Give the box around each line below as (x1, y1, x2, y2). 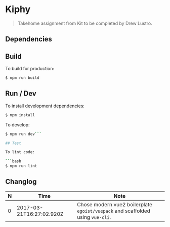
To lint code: (5, 150, 35, 155)
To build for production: (5, 66, 55, 72)
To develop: (5, 121, 30, 127)
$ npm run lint (5, 163, 37, 169)
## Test (5, 141, 22, 146)
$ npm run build (5, 75, 39, 80)
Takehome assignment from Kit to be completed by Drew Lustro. (17, 20, 153, 26)
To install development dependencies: (5, 103, 85, 109)
